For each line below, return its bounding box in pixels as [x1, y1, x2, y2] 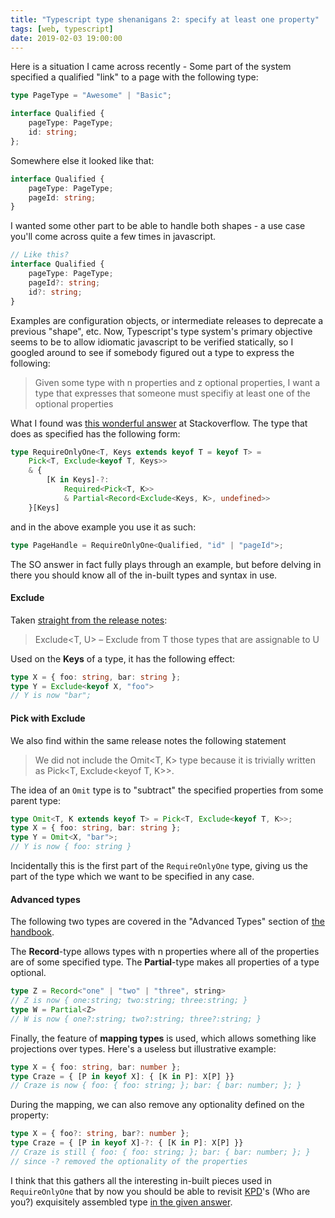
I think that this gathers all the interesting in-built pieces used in [10, 1174, 272, 1186]
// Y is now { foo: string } [10, 842, 132, 852]
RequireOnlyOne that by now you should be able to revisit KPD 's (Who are [10, 1185, 311, 1197]
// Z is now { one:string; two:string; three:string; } [10, 996, 248, 1006]
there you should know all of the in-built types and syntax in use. [10, 569, 278, 581]
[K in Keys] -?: [46, 475, 110, 485]
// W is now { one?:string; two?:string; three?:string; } [10, 1014, 262, 1024]
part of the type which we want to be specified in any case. [10, 871, 255, 883]
